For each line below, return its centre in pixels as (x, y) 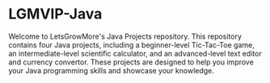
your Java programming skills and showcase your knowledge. (111, 70)
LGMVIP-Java (55, 14)
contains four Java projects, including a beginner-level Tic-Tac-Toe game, (131, 44)
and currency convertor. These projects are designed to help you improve (131, 62)
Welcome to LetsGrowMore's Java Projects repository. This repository (125, 36)
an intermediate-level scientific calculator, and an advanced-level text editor (135, 53)
